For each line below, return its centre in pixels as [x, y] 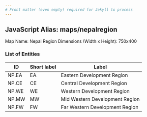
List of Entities [23, 54]
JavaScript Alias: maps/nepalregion [61, 30]
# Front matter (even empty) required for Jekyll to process [69, 10]
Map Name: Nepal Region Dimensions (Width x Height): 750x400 [71, 41]
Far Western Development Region [100, 107]
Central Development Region [94, 83]
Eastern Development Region [94, 75]
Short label [43, 67]
